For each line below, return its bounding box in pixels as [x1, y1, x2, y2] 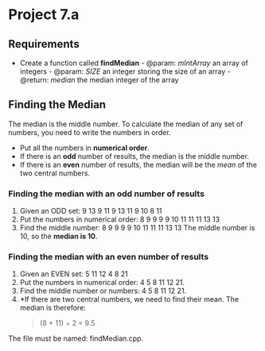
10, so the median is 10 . [19, 232, 98, 241]
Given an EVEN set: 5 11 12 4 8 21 [19, 269, 129, 279]
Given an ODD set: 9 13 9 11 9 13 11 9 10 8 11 [19, 206, 162, 216]
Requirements [8, 37, 80, 51]
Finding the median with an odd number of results [8, 188, 205, 199]
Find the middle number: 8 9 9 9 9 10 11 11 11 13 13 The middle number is [19, 223, 255, 233]
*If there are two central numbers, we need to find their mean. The [19, 295, 240, 304]
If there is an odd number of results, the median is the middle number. [19, 151, 249, 160]
